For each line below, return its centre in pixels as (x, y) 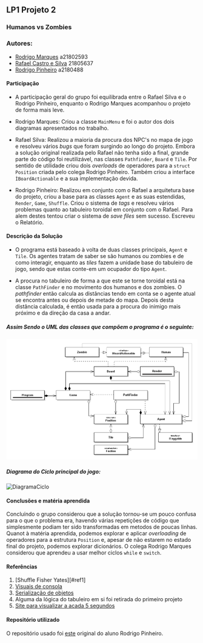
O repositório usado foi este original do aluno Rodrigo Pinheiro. (85, 633)
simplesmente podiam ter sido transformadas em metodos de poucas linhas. (102, 527)
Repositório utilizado (33, 620)
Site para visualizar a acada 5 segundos (65, 606)
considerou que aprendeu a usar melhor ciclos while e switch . (84, 553)
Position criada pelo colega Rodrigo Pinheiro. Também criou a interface (105, 172)
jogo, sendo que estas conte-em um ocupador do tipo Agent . (91, 269)
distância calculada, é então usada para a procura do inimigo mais (98, 307)
